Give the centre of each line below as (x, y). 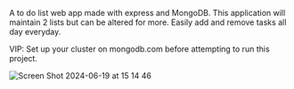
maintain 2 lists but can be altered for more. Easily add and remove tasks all (148, 22)
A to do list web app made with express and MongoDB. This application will (147, 13)
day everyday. (35, 32)
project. (24, 58)
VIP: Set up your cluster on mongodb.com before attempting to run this (139, 49)
